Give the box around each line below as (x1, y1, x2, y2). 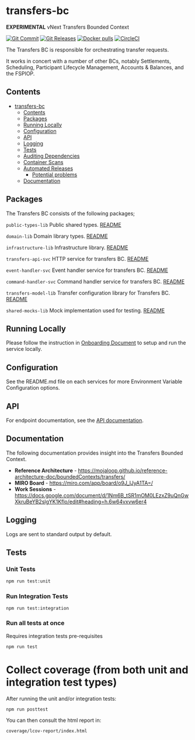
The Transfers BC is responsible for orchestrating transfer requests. (6, 46, 169, 53)
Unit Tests (6, 565, 36, 573)
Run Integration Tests (6, 592, 68, 601)
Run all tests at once (6, 619, 65, 628)
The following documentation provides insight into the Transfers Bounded (6, 449, 183, 456)
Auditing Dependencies (23, 152, 80, 159)
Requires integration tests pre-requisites (6, 632, 103, 639)
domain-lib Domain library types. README (6, 233, 108, 240)
